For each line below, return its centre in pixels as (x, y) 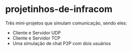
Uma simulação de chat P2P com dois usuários (62, 43)
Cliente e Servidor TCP (36, 38)
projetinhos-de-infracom (59, 9)
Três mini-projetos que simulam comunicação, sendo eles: (66, 23)
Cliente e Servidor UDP (37, 32)
